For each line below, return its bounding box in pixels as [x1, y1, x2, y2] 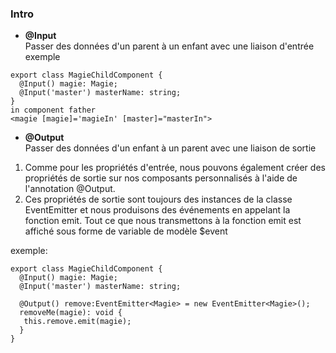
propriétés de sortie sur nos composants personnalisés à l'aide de [24, 172, 298, 184]
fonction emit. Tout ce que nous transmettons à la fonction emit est [24, 215, 302, 227]
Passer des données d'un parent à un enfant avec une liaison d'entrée [24, 40, 315, 52]
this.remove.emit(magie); [23, 317, 132, 327]
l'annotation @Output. [24, 183, 116, 195]
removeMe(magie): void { [19, 308, 123, 318]
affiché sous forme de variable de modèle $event [24, 225, 228, 237]
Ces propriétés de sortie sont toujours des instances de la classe [24, 193, 293, 206]
